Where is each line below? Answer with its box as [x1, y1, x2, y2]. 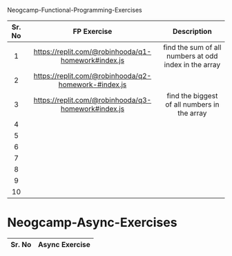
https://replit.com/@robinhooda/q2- [33, 71, 152, 80]
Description [172, 27, 212, 36]
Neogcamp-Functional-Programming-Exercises [7, 6, 143, 14]
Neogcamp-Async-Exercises [7, 214, 177, 230]
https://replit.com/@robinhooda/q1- [33, 47, 152, 56]
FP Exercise [72, 27, 113, 36]
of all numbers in [165, 100, 220, 109]
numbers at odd [166, 51, 218, 61]
